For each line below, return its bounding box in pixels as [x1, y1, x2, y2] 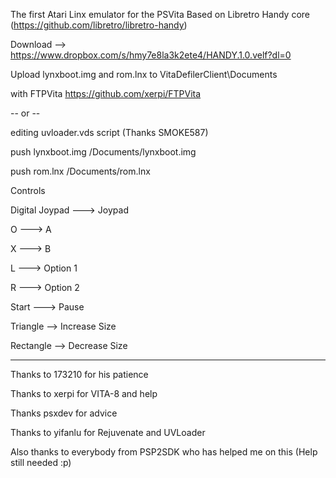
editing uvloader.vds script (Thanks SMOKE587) [10, 127, 209, 138]
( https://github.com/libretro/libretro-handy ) [10, 19, 188, 31]
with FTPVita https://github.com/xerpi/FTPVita [10, 88, 202, 99]
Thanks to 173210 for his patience [10, 369, 149, 380]
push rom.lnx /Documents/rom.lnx [10, 165, 151, 177]
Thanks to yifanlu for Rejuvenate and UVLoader [10, 427, 206, 438]
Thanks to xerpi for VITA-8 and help [10, 388, 158, 399]
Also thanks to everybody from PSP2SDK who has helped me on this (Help [10, 446, 318, 458]
